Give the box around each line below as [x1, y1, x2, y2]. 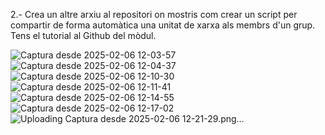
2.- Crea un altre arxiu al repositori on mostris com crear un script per [10, 9, 298, 20]
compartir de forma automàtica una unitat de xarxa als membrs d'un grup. [10, 19, 316, 31]
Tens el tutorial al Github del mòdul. [10, 30, 157, 41]
